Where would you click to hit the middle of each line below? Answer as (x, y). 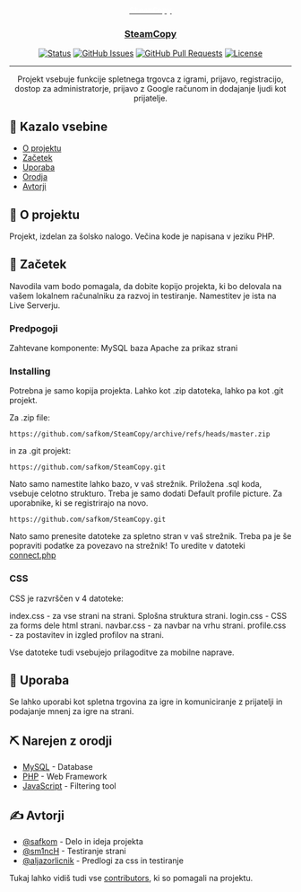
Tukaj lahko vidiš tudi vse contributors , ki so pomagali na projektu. (131, 879)
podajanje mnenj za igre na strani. (72, 711)
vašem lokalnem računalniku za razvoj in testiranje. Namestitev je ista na (143, 296)
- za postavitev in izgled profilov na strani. (86, 634)
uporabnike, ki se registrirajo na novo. (79, 503)
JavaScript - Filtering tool (69, 786)
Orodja (34, 177)
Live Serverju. (35, 305)
